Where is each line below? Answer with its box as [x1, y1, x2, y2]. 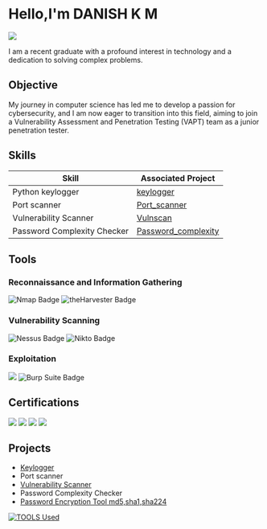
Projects [8, 441, 51, 455]
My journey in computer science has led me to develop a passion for [8, 100, 236, 109]
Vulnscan [136, 212, 173, 223]
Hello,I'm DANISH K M [8, 5, 158, 23]
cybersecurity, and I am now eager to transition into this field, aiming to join [8, 108, 258, 117]
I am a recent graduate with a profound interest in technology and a [8, 46, 232, 56]
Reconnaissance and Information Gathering [8, 277, 183, 288]
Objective [8, 78, 59, 92]
